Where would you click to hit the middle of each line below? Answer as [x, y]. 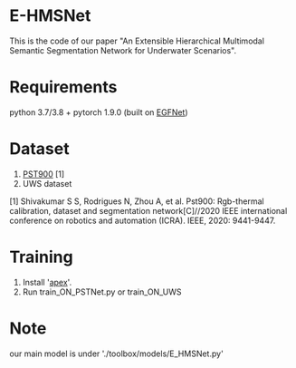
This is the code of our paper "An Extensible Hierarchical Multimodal [137, 41]
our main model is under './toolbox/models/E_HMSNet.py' [116, 353]
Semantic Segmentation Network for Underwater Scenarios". [123, 50]
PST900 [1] [43, 174]
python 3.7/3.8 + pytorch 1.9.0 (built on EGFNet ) [99, 112]
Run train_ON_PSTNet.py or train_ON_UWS [102, 292]
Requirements [63, 87]
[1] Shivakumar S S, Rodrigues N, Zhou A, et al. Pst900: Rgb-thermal [137, 201]
